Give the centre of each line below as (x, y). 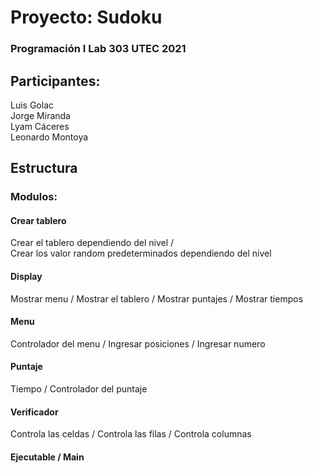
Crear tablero (38, 220)
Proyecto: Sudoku (86, 17)
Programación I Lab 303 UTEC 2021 (98, 49)
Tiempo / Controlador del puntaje (79, 389)
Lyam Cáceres (40, 126)
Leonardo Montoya (49, 137)
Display (26, 277)
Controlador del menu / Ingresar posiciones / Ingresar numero (138, 343)
